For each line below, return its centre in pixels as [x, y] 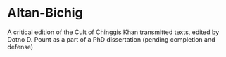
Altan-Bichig [45, 13]
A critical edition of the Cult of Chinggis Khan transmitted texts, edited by [113, 32]
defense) [20, 47]
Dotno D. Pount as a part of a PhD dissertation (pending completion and [112, 39]
